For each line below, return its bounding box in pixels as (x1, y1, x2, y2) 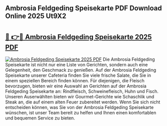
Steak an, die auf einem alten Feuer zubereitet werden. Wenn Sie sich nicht (5, 99, 160, 105)
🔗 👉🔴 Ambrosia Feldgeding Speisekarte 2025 (5, 33, 152, 41)
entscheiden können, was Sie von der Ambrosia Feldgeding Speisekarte (5, 104, 154, 110)
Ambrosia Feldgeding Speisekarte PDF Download (5, 4, 162, 13)
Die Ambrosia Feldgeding (102, 56, 155, 62)
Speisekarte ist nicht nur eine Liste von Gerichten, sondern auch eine (5, 62, 148, 67)
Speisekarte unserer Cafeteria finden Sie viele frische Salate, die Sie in (5, 72, 151, 78)
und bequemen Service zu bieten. (5, 115, 75, 121)
